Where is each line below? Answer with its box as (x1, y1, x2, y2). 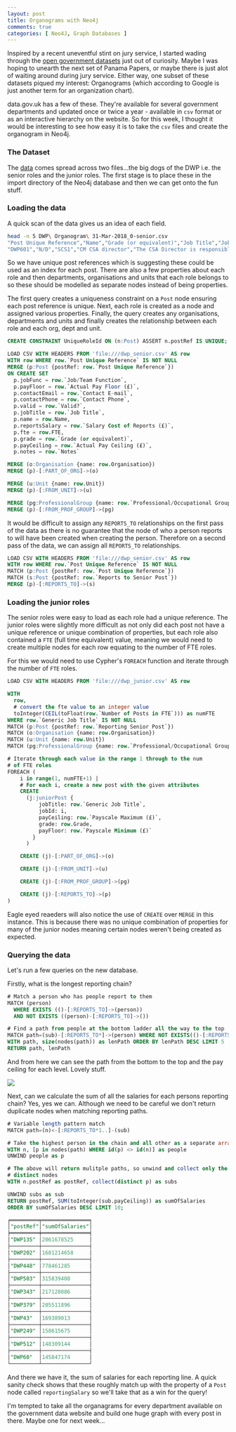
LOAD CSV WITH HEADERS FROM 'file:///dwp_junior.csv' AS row (7, 678, 190, 685)
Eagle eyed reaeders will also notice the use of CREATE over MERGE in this (7, 910, 214, 918)
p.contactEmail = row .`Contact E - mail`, (13, 390, 133, 397)
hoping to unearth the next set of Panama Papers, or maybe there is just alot (7, 64, 228, 72)
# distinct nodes (7, 1172, 58, 1179)
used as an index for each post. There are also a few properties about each (7, 266, 225, 274)
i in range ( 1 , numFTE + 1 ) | (20, 775, 99, 782)
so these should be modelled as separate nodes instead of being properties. (7, 281, 228, 289)
